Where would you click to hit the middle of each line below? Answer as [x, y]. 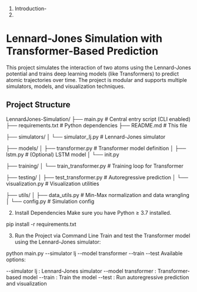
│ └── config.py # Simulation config [50, 201]
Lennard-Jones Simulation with [84, 39]
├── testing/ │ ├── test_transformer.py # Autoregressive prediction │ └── [97, 177]
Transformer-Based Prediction [82, 51]
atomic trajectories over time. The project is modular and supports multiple [96, 80]
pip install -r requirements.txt [41, 224]
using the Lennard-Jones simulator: [58, 242]
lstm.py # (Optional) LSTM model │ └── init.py [63, 154]
